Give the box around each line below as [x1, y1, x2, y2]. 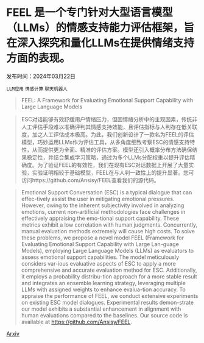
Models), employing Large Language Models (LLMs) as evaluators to [21, 247, 194, 254]
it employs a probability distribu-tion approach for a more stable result [21, 272, 197, 280]
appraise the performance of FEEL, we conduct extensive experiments [21, 292, 199, 299]
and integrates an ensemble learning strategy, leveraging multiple [21, 279, 186, 286]
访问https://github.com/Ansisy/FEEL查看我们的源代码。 [21, 176, 160, 183]
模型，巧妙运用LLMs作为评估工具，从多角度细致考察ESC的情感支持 [21, 138, 190, 146]
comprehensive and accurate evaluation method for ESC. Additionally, [21, 266, 197, 274]
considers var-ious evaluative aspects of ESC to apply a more [21, 260, 177, 267]
